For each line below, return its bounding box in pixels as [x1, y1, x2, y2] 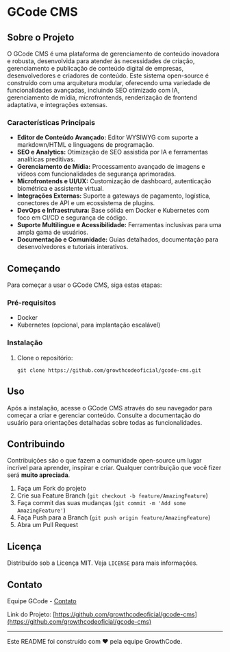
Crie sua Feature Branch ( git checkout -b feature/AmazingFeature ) [16, 491, 209, 500]
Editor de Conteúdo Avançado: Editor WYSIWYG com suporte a [16, 133, 199, 141]
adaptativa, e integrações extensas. [7, 101, 108, 108]
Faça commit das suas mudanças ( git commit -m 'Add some [16, 499, 186, 507]
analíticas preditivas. [16, 155, 75, 163]
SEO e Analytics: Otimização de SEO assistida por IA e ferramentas [16, 148, 209, 156]
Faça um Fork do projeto [16, 485, 87, 493]
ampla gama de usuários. [16, 228, 89, 237]
